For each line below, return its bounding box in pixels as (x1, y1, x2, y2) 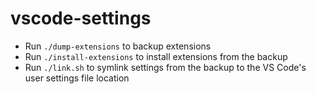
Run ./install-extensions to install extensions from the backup (24, 50, 288, 62)
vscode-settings (10, 7, 152, 30)
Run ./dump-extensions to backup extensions (24, 40, 212, 52)
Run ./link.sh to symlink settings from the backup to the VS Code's (24, 61, 307, 73)
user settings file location (24, 72, 130, 84)
